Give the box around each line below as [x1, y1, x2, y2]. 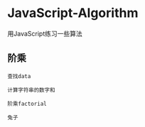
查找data [7, 72, 31, 79]
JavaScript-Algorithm [7, 5, 139, 21]
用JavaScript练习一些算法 [7, 29, 83, 38]
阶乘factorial [7, 100, 48, 107]
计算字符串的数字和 [7, 87, 55, 94]
